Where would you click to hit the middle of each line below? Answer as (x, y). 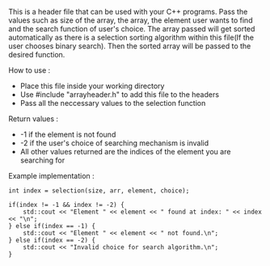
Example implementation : (51, 176)
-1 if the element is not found (68, 134)
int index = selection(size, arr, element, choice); (99, 191)
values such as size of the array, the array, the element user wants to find (131, 20)
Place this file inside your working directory (92, 86)
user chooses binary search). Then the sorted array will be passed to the (130, 46)
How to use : (30, 70)
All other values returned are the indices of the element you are (125, 152)
